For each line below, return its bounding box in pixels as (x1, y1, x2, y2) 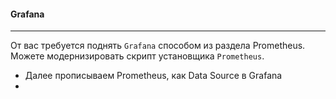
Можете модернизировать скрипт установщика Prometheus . (10, 50, 265, 62)
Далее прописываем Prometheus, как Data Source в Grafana (24, 70, 283, 82)
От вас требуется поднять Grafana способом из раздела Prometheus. (10, 40, 306, 52)
